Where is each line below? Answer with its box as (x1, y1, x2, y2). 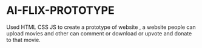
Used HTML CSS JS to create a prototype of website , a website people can (6, 23, 196, 31)
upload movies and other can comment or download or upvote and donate (6, 29, 192, 37)
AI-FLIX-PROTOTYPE (6, 4, 115, 17)
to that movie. (6, 36, 41, 43)
